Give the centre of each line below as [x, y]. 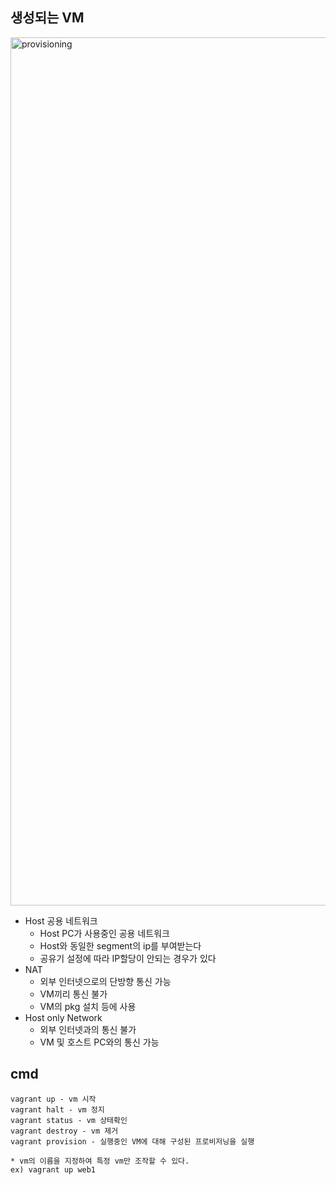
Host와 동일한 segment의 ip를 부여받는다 [120, 945]
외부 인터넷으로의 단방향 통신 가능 [105, 981]
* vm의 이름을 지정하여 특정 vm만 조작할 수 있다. [100, 1161]
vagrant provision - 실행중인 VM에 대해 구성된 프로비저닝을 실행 [132, 1141]
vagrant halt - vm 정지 [57, 1109]
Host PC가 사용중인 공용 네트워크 [104, 933]
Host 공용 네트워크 [61, 920]
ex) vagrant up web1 [53, 1169]
